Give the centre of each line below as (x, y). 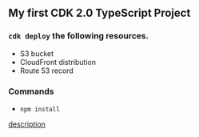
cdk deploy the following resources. (79, 36)
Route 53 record (46, 71)
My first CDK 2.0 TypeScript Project (99, 13)
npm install (40, 109)
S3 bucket (37, 53)
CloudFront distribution (58, 62)
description (27, 124)
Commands (31, 91)
